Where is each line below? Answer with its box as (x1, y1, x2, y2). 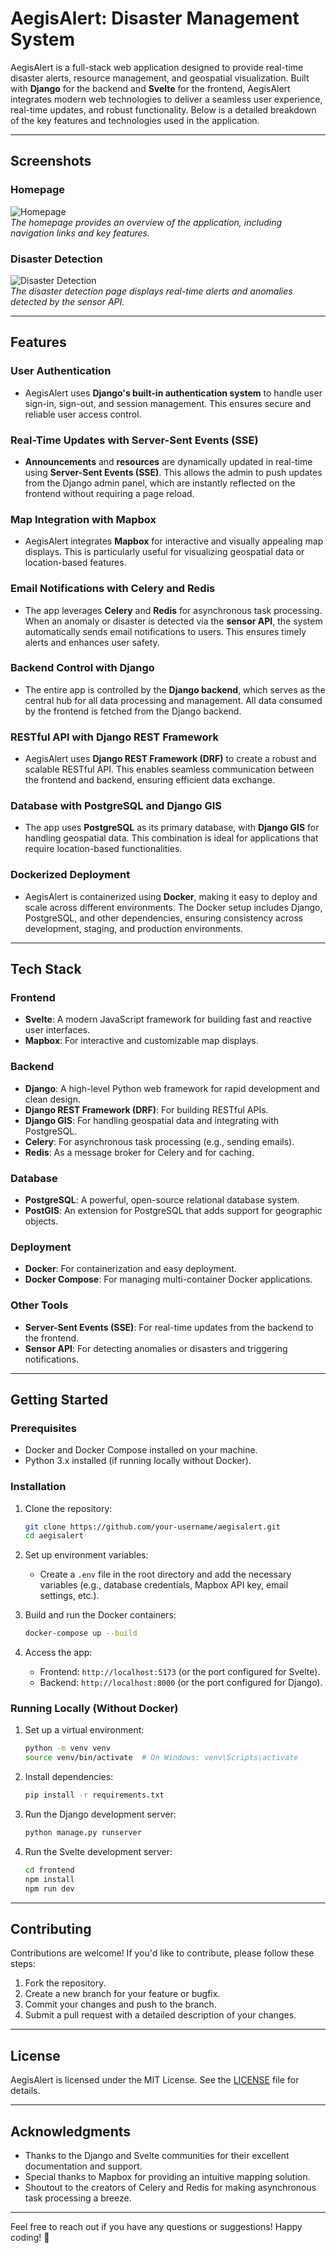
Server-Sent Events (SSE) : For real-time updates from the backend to (24, 1321, 314, 1333)
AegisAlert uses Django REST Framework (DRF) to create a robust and (24, 753, 317, 765)
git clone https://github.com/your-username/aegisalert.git (24, 1522, 281, 1532)
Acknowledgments (10, 2123, 132, 2140)
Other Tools (10, 1298, 69, 1312)
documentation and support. (24, 2160, 143, 2172)
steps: (10, 1958, 36, 1970)
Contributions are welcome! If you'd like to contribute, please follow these (10, 1947, 315, 1959)
